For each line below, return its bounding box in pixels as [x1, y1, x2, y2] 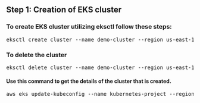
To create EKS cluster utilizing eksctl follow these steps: [6, 23, 173, 31]
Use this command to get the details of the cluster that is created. [6, 77, 171, 85]
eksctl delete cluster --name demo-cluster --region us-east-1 [6, 64, 195, 71]
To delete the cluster [6, 51, 67, 59]
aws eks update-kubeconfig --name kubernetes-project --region [6, 90, 195, 98]
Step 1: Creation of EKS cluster [6, 5, 122, 15]
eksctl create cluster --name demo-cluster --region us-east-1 [6, 36, 195, 43]
